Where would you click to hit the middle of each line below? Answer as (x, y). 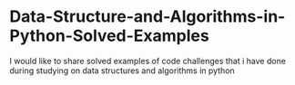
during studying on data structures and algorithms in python (122, 71)
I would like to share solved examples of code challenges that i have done (148, 61)
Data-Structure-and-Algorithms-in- (147, 17)
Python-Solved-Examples (109, 36)
